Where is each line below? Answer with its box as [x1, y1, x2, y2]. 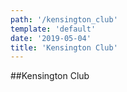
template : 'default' [10, 24, 97, 34]
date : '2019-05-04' [10, 33, 92, 43]
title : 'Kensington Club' [10, 42, 118, 53]
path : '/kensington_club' [10, 14, 118, 25]
